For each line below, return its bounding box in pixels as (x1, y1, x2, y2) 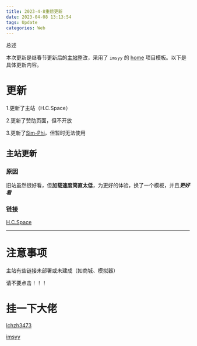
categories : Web (6, 25, 45, 31)
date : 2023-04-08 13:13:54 (6, 14, 72, 20)
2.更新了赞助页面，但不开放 (6, 117, 72, 124)
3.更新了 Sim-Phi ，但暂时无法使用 (6, 129, 86, 136)
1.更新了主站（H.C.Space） (6, 105, 71, 112)
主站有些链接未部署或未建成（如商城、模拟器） (6, 267, 118, 274)
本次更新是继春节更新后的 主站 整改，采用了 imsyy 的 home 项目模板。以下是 (6, 54, 187, 61)
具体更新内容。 (6, 61, 42, 68)
